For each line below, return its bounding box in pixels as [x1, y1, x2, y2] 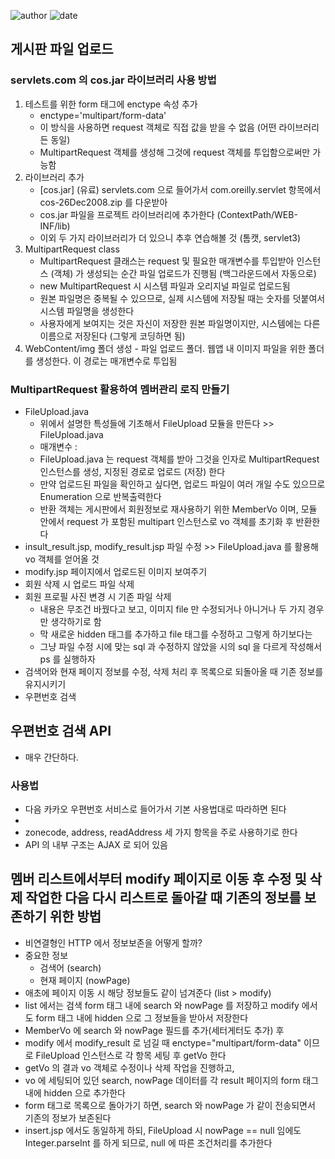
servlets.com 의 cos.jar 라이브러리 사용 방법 [10, 73, 217, 87]
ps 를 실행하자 [39, 653, 96, 665]
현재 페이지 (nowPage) [39, 974, 131, 986]
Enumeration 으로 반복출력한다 [39, 490, 162, 502]
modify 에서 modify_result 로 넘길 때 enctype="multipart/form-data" [24, 1036, 302, 1049]
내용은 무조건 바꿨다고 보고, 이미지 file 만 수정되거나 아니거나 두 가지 [39, 603, 306, 615]
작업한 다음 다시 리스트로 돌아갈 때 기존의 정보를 [25, 890, 302, 907]
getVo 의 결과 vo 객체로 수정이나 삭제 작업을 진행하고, [24, 1061, 235, 1074]
